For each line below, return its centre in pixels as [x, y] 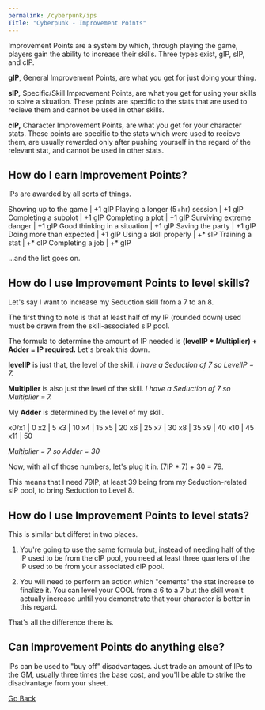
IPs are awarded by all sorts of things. [70, 194]
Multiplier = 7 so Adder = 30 [54, 451]
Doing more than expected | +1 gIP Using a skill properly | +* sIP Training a [130, 235]
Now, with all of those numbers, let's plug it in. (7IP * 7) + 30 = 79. [116, 466]
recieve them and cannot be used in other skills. [86, 110]
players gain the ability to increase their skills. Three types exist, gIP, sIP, [127, 54]
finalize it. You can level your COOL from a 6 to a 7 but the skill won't [131, 590]
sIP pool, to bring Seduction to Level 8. [71, 490]
